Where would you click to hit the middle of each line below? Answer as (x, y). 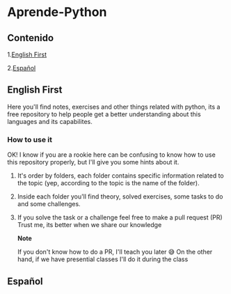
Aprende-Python (57, 12)
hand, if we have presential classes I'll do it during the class (103, 259)
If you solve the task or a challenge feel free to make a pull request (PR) (120, 217)
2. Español (22, 68)
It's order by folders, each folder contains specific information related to (120, 176)
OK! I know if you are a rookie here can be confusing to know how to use (111, 155)
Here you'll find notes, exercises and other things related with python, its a (114, 107)
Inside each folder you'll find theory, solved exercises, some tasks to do (120, 196)
